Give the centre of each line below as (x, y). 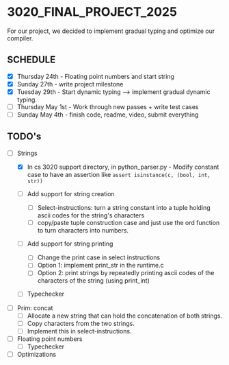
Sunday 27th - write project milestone (70, 84)
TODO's (24, 137)
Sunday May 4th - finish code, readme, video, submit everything (108, 115)
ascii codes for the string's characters (91, 215)
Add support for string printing (70, 244)
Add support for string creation (71, 194)
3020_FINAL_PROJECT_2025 (92, 12)
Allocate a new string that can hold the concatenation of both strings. (125, 316)
